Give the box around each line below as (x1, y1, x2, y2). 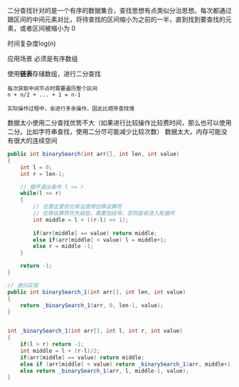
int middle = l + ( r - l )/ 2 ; (20, 347, 100, 354)
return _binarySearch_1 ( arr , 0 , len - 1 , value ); (20, 301, 164, 309)
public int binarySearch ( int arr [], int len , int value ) (7, 150, 180, 158)
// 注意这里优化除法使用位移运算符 (33, 203, 122, 210)
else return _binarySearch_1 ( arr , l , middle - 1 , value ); (20, 367, 190, 374)
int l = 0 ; (20, 163, 53, 171)
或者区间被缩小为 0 (19, 24, 76, 32)
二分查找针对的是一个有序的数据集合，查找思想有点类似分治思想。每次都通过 (7, 6, 232, 14)
